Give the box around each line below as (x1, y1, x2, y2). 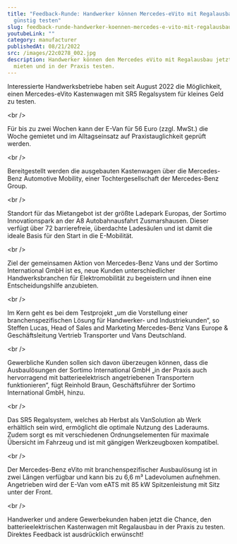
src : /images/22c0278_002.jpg (7, 50, 97, 57)
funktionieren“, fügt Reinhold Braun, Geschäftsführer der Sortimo (7, 381, 196, 389)
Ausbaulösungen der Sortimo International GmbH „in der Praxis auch (7, 366, 207, 374)
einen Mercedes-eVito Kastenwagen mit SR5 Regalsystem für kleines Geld (7, 89, 224, 98)
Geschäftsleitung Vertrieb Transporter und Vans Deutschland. (7, 330, 187, 339)
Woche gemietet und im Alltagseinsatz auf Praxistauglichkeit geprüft (7, 132, 207, 140)
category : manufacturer (7, 37, 78, 44)
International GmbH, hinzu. (7, 388, 85, 397)
